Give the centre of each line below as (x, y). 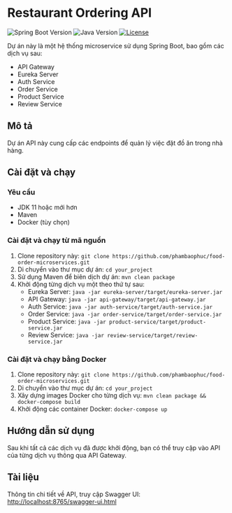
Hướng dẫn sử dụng (51, 431)
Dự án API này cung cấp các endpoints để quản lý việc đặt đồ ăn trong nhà (115, 143)
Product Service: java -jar (67, 321)
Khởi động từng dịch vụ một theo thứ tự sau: (81, 284)
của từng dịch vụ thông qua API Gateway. (67, 455)
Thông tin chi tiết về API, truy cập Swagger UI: (74, 494)
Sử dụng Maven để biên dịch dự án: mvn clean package (96, 276)
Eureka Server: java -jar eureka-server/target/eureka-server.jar (125, 291)
